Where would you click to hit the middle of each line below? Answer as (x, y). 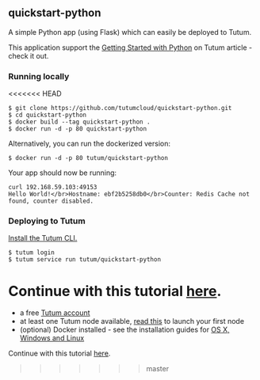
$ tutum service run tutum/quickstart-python (84, 260)
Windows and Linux (52, 338)
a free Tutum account (55, 313)
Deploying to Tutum (47, 221)
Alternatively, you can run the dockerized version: (90, 144)
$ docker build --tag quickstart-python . (79, 122)
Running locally (39, 76)
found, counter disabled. (51, 201)
